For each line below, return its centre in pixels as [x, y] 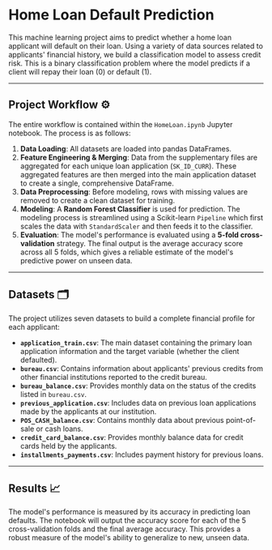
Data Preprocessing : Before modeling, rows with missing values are [134, 191]
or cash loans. [59, 428]
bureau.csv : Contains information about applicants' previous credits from [141, 368]
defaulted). [38, 360]
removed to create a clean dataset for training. [98, 200]
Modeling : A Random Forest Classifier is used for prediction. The [130, 209]
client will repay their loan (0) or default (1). [80, 71]
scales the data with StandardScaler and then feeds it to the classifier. [136, 226]
